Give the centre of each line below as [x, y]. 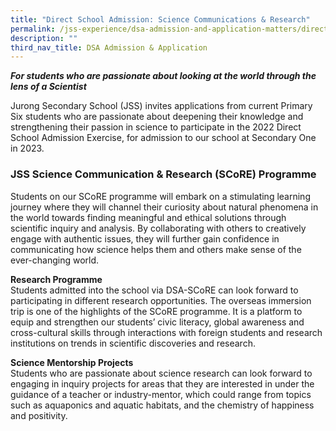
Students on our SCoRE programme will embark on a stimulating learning [160, 196]
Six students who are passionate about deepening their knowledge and [157, 117]
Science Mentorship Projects [72, 362]
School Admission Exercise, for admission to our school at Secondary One [163, 138]
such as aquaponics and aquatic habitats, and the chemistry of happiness [162, 405]
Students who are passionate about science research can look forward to [161, 373]
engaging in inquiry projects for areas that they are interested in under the [162, 383]
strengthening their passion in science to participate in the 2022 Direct [156, 127]
